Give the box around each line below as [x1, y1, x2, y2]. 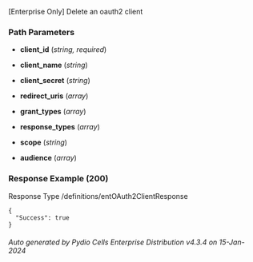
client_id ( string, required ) [19, 45, 107, 54]
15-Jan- [219, 237, 246, 247]
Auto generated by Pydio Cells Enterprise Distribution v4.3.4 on [8, 237, 218, 247]
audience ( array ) [19, 153, 78, 163]
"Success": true [15, 213, 70, 222]
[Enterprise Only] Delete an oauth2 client [8, 7, 143, 16]
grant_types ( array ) [19, 107, 86, 117]
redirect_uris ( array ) [19, 91, 89, 101]
